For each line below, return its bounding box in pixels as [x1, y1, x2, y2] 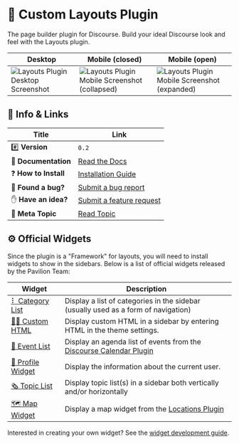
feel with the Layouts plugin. [7, 37, 90, 46]
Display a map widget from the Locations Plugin [64, 404, 224, 414]
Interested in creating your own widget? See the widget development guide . [7, 428, 230, 437]
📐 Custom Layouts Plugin [7, 6, 159, 23]
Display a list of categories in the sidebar [64, 295, 201, 305]
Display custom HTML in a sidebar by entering [64, 316, 219, 326]
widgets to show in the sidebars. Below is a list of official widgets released [7, 259, 225, 268]
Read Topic [78, 208, 116, 218]
